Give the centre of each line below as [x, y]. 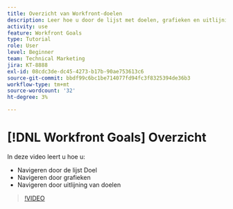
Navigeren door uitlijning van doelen [69, 185]
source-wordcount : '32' [42, 91]
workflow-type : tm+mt [38, 84]
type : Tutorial [29, 39]
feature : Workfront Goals [44, 33]
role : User [23, 46]
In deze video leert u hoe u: [46, 156]
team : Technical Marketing [46, 59]
